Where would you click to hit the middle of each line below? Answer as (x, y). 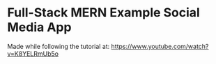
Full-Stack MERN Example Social (103, 13)
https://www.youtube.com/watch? (160, 46)
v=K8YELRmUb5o (33, 54)
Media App (39, 27)
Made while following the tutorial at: (59, 46)
